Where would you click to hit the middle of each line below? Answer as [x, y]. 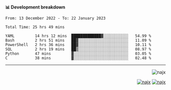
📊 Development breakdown [35, 7]
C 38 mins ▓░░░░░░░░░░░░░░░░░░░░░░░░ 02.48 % [78, 58]
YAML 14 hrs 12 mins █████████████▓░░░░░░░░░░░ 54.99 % [78, 36]
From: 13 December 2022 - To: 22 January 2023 [55, 18]
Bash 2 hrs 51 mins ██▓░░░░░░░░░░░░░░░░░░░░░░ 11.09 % [78, 40]
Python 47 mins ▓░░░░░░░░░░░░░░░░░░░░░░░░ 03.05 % [78, 54]
